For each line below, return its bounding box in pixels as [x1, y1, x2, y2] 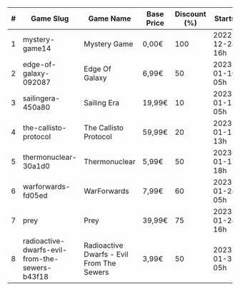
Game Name [88, 14, 131, 24]
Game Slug [31, 14, 69, 24]
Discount [174, 9, 206, 19]
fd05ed [22, 190, 48, 200]
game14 [22, 44, 51, 53]
